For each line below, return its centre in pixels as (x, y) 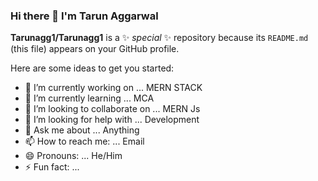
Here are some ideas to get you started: (92, 68)
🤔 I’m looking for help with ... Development (112, 120)
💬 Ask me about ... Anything (82, 130)
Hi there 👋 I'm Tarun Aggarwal (84, 16)
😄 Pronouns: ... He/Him (73, 156)
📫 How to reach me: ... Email (84, 141)
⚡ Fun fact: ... (52, 167)
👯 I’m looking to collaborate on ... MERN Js (112, 109)
